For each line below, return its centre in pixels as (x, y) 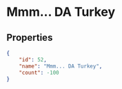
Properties (30, 38)
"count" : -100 (39, 72)
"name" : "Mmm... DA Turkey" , (61, 66)
